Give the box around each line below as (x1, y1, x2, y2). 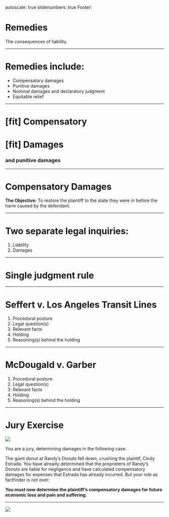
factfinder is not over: (5, 477, 50, 483)
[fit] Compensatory (5, 116, 87, 127)
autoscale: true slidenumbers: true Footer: (5, 5, 92, 10)
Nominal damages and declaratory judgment (12, 88, 105, 94)
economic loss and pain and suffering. (5, 492, 87, 498)
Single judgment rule (5, 269, 94, 281)
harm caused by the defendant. (5, 203, 70, 209)
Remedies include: (5, 61, 84, 72)
